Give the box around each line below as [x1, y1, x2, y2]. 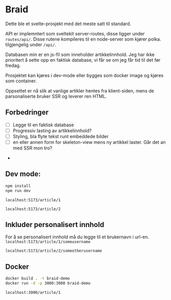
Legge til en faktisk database [12, 122, 74, 128]
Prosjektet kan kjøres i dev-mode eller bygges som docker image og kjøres [5, 72, 164, 78]
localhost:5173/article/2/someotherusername [5, 248, 102, 254]
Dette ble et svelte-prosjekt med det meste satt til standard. [5, 21, 131, 27]
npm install [5, 183, 31, 189]
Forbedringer [5, 108, 49, 117]
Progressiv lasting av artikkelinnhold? [12, 127, 92, 134]
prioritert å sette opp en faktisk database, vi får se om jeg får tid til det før [5, 57, 161, 63]
